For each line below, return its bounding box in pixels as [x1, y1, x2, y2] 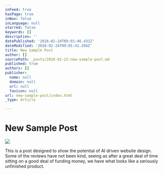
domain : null [9, 79, 36, 84]
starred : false [5, 25, 36, 30]
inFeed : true [5, 7, 32, 12]
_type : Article [5, 98, 36, 103]
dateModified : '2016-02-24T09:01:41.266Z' [5, 43, 92, 48]
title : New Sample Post [5, 48, 54, 52]
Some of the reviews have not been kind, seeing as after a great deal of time [5, 153, 158, 159]
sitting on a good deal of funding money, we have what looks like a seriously [5, 158, 158, 164]
